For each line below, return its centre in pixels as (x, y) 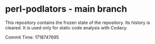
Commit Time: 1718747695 (32, 37)
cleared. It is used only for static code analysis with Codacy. (66, 27)
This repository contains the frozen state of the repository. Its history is (77, 22)
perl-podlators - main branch (66, 9)
